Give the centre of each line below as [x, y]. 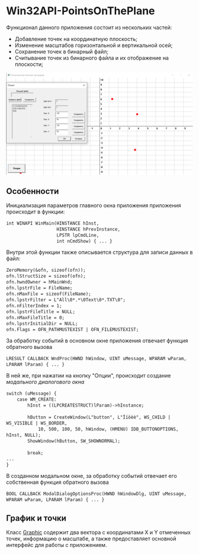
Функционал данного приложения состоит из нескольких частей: [89, 27]
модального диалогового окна [45, 382]
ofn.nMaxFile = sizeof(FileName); [49, 294]
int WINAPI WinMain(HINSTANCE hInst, [53, 224]
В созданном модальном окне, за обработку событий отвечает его [92, 476]
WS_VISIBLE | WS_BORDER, [37, 423]
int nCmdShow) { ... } [84, 241]
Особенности [33, 191]
